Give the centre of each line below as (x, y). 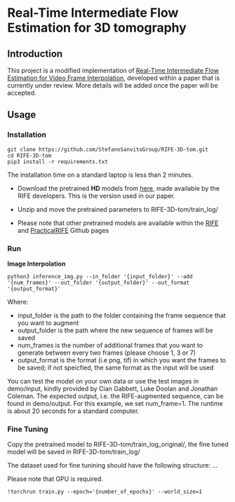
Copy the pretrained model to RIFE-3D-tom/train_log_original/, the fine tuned (118, 445)
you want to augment (48, 323)
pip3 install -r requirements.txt (58, 162)
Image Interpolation (36, 264)
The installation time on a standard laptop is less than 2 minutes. (100, 175)
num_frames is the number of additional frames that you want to (110, 345)
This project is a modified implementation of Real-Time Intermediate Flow (113, 70)
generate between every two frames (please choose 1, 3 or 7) (107, 353)
